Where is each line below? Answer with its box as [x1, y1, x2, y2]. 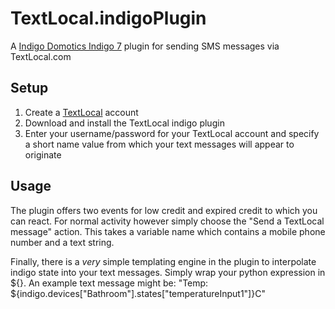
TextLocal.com [10, 50, 72, 62]
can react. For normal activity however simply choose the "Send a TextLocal [10, 215, 325, 227]
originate [24, 148, 62, 161]
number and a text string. [10, 236, 115, 248]
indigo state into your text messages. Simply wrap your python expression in [10, 266, 326, 278]
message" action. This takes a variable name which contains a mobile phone [10, 225, 326, 237]
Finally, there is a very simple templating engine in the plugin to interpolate [10, 255, 317, 267]
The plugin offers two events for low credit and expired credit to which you [10, 204, 318, 216]
